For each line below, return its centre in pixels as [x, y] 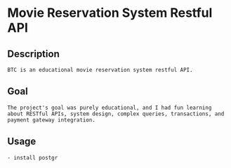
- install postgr [33, 157]
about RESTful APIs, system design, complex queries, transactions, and [116, 114]
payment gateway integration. [52, 120]
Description [33, 54]
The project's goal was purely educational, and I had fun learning [110, 108]
